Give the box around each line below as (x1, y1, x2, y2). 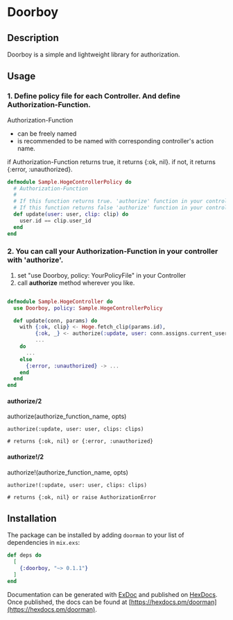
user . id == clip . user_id (19, 217, 92, 224)
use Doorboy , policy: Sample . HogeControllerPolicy (13, 304, 163, 312)
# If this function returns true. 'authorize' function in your (13, 198, 203, 205)
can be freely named (17, 129, 77, 138)
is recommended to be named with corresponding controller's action (17, 136, 214, 145)
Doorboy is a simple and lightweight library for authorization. (7, 50, 180, 58)
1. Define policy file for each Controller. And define (7, 91, 180, 101)
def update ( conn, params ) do (13, 317, 98, 324)
